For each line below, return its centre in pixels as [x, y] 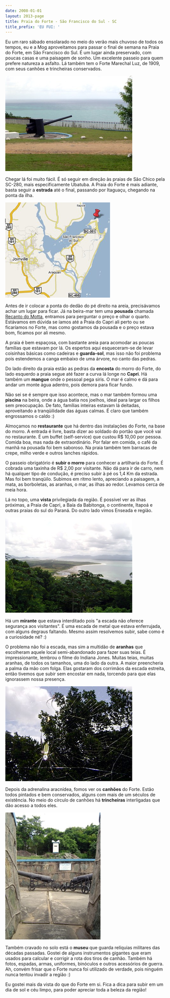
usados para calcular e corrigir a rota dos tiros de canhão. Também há [79, 958]
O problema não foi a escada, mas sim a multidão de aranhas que [74, 647]
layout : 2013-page [25, 16]
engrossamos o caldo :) [30, 416]
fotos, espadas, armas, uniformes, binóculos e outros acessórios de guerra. [84, 964]
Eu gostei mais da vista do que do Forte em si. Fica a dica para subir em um [84, 984]
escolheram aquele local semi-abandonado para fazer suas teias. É [76, 652]
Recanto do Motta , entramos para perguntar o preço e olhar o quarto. [78, 317]
